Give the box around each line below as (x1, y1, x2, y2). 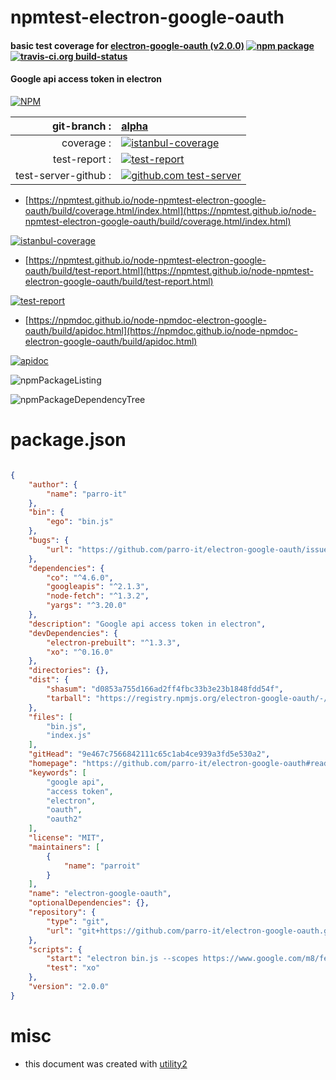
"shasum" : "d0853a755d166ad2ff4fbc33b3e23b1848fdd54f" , (46, 684, 284, 695)
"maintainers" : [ (28, 842, 101, 852)
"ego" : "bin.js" (46, 517, 114, 527)
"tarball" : (46, 693, 92, 703)
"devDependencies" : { (28, 628, 118, 638)
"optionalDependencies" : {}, (28, 898, 150, 908)
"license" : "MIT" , (28, 833, 105, 843)
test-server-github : (15, 168, 112, 182)
